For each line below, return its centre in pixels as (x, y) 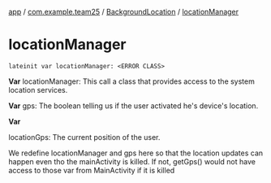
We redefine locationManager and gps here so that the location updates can (136, 153)
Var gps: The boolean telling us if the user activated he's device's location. (133, 106)
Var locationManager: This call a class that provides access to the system (132, 81)
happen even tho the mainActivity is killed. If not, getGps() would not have (132, 161)
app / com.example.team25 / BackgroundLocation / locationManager (124, 12)
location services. (38, 89)
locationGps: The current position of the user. (84, 137)
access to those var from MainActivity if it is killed (92, 170)
